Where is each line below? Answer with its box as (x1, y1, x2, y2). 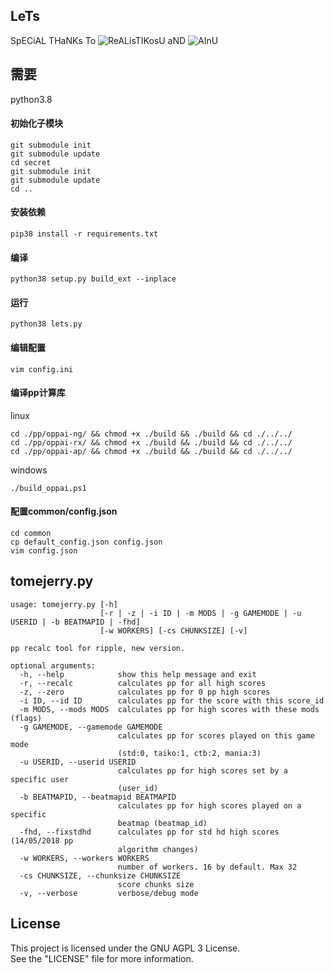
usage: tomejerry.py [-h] (10, 599, 118, 609)
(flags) (10, 713, 43, 723)
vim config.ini (10, 364, 74, 374)
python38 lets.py (10, 319, 83, 329)
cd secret (10, 157, 52, 168)
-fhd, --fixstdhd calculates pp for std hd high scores (19, 827, 280, 837)
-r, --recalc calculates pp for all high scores (19, 678, 267, 688)
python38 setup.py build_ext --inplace (10, 274, 177, 284)
